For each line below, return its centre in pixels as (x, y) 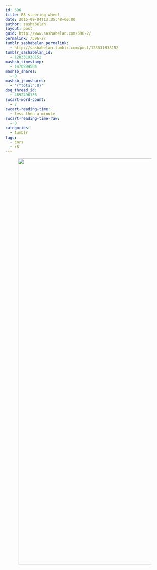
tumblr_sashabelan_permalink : (37, 43)
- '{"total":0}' (27, 85)
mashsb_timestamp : (24, 62)
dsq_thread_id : (21, 90)
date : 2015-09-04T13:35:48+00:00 (40, 19)
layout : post (19, 29)
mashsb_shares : (21, 72)
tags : (11, 138)
